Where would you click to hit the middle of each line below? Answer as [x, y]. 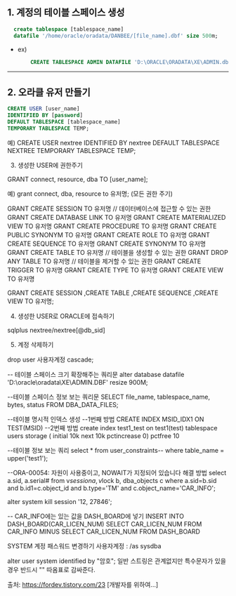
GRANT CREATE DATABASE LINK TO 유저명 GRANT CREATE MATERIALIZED [117, 217]
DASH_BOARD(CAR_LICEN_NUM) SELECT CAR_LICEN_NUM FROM [105, 524]
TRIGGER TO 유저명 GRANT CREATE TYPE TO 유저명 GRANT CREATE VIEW [115, 270]
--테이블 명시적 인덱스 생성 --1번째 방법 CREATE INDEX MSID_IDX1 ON [106, 419]
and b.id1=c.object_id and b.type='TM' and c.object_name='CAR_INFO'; [111, 488]
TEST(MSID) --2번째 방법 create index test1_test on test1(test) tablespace [112, 428]
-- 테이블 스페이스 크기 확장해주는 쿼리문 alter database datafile [96, 374]
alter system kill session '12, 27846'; [60, 501]
